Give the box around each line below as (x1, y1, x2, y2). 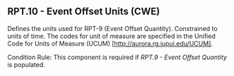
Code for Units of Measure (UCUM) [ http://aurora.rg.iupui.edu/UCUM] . (7, 39, 213, 48)
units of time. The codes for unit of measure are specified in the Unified (7, 32, 216, 40)
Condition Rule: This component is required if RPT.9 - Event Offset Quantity (7, 53, 228, 61)
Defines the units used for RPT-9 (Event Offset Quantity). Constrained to (7, 24, 218, 32)
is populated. (7, 60, 45, 69)
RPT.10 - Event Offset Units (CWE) (7, 6, 160, 18)
